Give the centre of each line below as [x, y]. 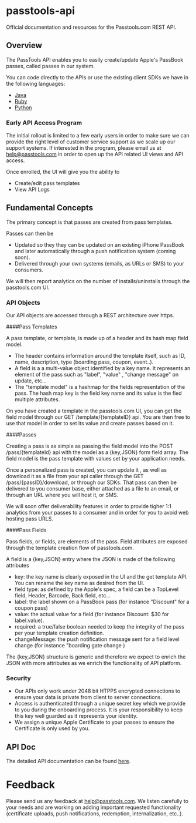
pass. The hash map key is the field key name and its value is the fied [98, 393]
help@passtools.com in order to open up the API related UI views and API [94, 154]
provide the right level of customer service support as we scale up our [91, 142]
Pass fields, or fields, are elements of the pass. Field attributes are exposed [97, 542]
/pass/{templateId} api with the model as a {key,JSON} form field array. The [97, 452]
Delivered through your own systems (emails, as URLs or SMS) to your [99, 263]
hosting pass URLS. [30, 519]
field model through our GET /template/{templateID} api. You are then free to [98, 417]
